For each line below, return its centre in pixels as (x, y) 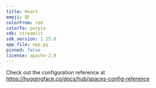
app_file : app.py (27, 45)
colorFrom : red (25, 22)
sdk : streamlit (25, 34)
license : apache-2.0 (31, 56)
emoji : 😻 (18, 17)
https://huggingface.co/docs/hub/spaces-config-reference (78, 79)
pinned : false (24, 50)
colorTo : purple (26, 28)
